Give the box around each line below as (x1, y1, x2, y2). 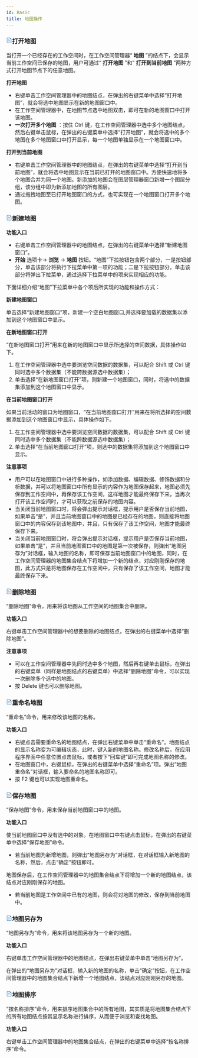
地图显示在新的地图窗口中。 (52, 99, 121, 106)
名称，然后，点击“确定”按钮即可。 (14, 858, 97, 866)
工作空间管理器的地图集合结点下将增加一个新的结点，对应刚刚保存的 (14, 557, 180, 564)
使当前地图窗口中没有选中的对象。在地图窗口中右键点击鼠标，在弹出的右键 (6, 831, 187, 838)
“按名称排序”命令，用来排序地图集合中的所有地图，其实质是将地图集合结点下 (6, 1005, 192, 1012)
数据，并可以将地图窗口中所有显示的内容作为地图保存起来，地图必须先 (19, 483, 190, 490)
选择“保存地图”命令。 (16, 839, 68, 846)
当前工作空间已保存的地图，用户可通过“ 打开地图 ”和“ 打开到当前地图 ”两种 (6, 59, 187, 66)
